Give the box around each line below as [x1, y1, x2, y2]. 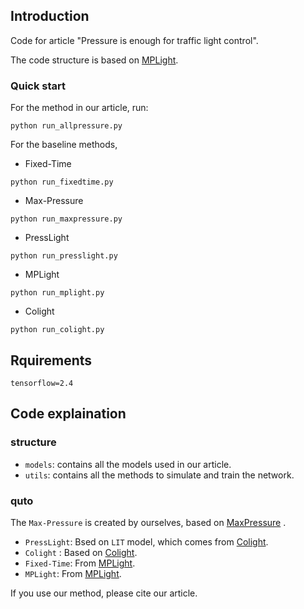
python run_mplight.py [10, 288, 105, 298]
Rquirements [10, 352, 93, 369]
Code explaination [10, 405, 127, 423]
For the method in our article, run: [10, 102, 149, 114]
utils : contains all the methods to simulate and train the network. [24, 469, 295, 481]
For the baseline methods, [10, 139, 118, 151]
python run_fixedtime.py [10, 177, 114, 188]
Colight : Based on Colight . [24, 546, 138, 558]
